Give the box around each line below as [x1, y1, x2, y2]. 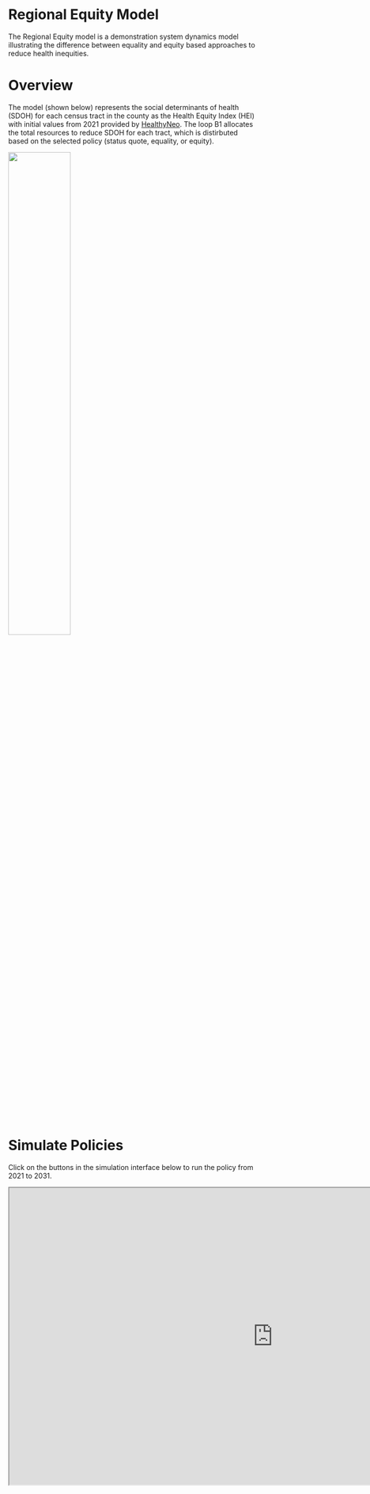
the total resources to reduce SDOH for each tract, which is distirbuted [8, 128, 239, 137]
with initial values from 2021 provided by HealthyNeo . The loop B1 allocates [8, 119, 254, 128]
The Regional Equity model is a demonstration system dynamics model [8, 32, 239, 41]
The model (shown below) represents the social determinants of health [8, 102, 240, 112]
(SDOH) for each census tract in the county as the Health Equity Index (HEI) [8, 111, 255, 120]
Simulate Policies [8, 1137, 124, 1154]
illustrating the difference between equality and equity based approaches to [8, 40, 255, 49]
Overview [8, 77, 74, 94]
